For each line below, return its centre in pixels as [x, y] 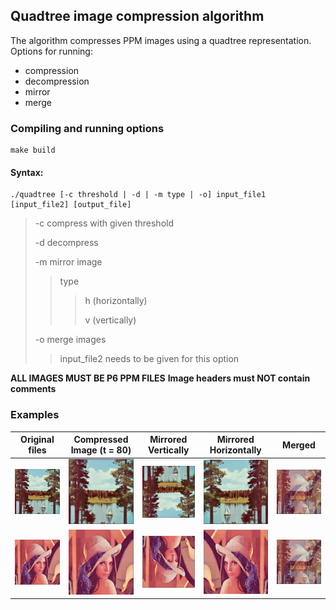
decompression [57, 81]
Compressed [101, 440]
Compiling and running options [87, 128]
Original [37, 440]
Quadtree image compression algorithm [137, 16]
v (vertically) [110, 320]
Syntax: [27, 172]
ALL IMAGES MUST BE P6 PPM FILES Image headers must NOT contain [160, 378]
